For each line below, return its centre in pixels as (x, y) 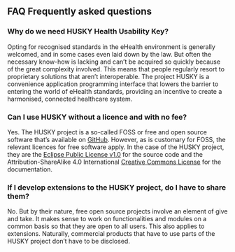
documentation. (30, 169)
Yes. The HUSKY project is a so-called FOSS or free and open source (107, 132)
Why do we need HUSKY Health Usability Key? (88, 31)
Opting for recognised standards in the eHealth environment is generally (111, 47)
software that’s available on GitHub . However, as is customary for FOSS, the (116, 139)
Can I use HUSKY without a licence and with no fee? (97, 117)
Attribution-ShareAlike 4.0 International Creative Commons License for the (114, 162)
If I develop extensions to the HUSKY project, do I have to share (116, 187)
